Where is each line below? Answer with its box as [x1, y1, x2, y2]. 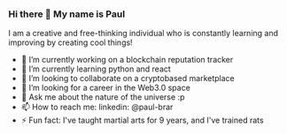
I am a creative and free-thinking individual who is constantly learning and [8, 28, 279, 39]
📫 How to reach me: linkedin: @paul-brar [20, 101, 174, 113]
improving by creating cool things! [8, 37, 134, 48]
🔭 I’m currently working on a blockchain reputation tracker [20, 55, 234, 65]
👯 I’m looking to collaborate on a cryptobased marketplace [20, 73, 236, 84]
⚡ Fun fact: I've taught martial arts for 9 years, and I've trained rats [20, 115, 264, 126]
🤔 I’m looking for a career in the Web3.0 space [20, 83, 191, 93]
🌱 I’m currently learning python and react [20, 63, 172, 74]
